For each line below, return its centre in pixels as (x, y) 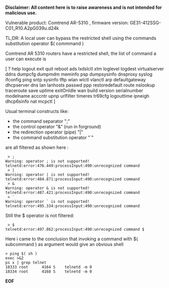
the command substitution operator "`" (53, 137)
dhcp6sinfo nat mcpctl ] (30, 101)
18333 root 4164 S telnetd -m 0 (49, 267)
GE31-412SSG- (145, 23)
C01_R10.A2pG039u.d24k (32, 28)
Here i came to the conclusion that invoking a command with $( (72, 239)
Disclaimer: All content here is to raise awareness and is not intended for (83, 7)
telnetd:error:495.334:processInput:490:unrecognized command (73, 206)
